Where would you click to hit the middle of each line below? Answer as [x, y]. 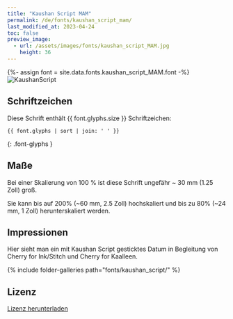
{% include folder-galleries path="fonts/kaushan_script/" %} [94, 270]
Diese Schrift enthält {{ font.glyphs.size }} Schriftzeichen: [89, 118]
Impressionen [38, 232]
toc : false [23, 33]
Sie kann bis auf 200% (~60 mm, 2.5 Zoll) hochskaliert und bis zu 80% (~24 [116, 203]
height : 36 [35, 53]
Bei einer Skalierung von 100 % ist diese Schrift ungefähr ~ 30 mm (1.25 [110, 182]
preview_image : [29, 40]
